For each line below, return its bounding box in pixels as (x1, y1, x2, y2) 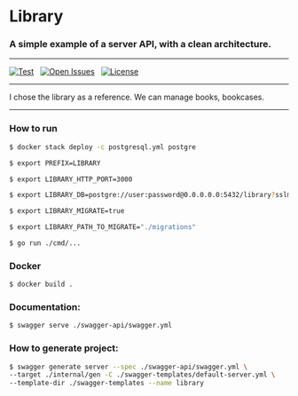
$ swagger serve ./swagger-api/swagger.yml (9, 321, 173, 330)
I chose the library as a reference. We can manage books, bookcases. (9, 91, 264, 103)
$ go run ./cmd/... (9, 239, 82, 248)
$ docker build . (9, 280, 74, 289)
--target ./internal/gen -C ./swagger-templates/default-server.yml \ (9, 370, 276, 379)
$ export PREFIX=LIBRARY (9, 158, 101, 168)
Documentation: (9, 301, 82, 313)
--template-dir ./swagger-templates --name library (9, 379, 204, 388)
